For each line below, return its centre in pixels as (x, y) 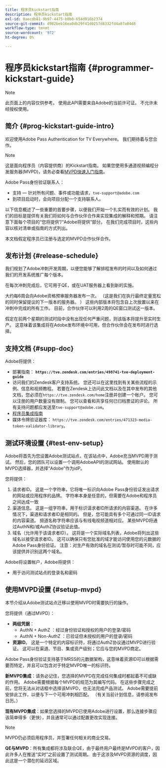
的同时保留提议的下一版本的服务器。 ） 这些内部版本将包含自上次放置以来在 (82, 302)
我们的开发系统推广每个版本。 (35, 275)
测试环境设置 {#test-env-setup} (54, 443)
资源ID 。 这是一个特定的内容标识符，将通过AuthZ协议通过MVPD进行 (82, 642)
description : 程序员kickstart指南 (39, 14)
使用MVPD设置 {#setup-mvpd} (54, 590)
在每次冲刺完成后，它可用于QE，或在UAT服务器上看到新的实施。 (71, 285)
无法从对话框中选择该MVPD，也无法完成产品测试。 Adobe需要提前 (90, 688)
